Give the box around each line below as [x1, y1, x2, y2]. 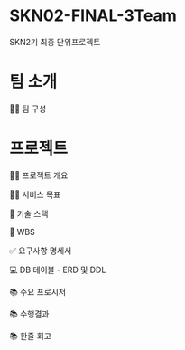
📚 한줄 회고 [9, 330, 52, 341]
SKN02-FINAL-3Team [9, 5, 178, 26]
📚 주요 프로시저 [9, 286, 66, 297]
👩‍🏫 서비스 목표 [9, 189, 61, 200]
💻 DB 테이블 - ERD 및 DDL [9, 264, 106, 275]
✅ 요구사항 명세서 [9, 245, 72, 256]
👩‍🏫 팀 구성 [9, 103, 47, 114]
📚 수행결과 [9, 308, 50, 319]
